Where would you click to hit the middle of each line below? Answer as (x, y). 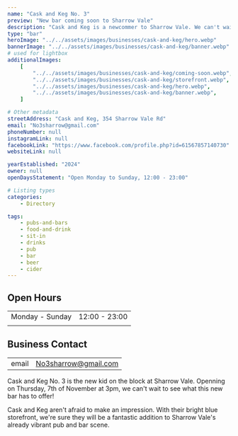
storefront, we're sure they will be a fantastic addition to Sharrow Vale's (112, 417)
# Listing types (31, 190)
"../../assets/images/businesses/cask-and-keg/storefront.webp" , (131, 80)
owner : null (25, 171)
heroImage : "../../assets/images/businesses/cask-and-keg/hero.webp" (112, 40)
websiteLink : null (34, 152)
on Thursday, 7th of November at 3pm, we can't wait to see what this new (115, 388)
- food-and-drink (46, 230)
